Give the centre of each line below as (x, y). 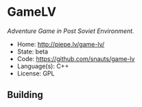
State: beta (33, 51)
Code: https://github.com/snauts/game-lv (76, 58)
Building (25, 95)
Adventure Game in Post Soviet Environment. (71, 31)
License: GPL (36, 73)
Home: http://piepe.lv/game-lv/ (61, 44)
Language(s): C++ (43, 66)
